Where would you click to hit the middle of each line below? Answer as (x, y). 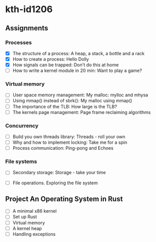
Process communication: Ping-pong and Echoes (63, 148)
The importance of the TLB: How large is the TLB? (65, 106)
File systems (21, 162)
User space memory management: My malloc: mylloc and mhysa (80, 95)
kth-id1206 (29, 9)
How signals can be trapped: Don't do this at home (66, 65)
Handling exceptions (34, 234)
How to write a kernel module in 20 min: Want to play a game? (77, 71)
